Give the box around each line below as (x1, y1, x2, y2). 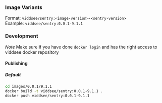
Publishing (5, 61, 28, 67)
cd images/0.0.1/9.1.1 (5, 84, 52, 89)
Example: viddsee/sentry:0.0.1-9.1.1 (5, 20, 83, 26)
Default (5, 71, 21, 77)
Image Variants (5, 4, 43, 11)
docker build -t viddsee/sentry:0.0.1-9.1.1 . (5, 89, 103, 94)
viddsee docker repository (5, 49, 59, 55)
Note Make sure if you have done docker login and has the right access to (5, 44, 158, 50)
